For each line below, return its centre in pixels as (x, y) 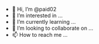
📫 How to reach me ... (40, 35)
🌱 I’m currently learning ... (44, 22)
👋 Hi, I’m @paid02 (34, 9)
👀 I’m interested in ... (37, 15)
